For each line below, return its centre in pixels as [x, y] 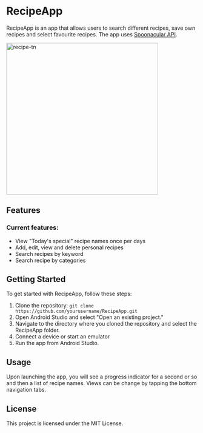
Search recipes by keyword [49, 253]
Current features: [32, 227]
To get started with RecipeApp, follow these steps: [69, 294]
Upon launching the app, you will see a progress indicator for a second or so [102, 377]
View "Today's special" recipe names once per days [80, 241]
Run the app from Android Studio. [57, 343]
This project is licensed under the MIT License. [65, 423]
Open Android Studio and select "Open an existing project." [89, 317]
